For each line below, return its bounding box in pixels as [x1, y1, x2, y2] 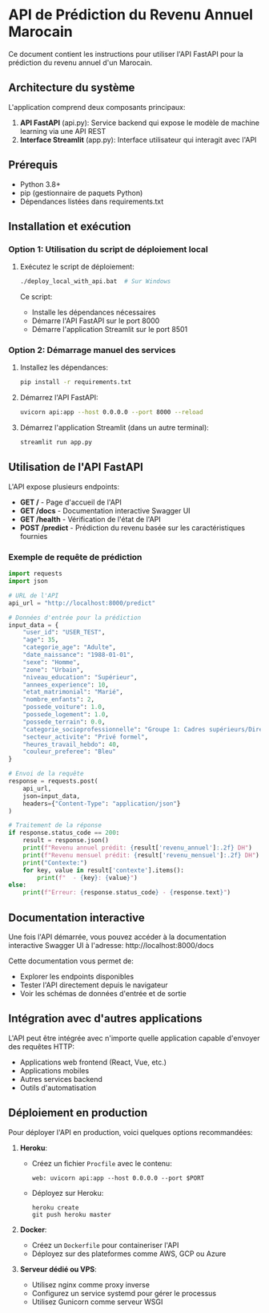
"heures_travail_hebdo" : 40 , [22, 740, 120, 748]
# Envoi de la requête [8, 770, 84, 778]
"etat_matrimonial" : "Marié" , [22, 688, 124, 696]
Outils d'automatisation [19, 1083, 97, 1092]
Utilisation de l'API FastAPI [8, 460, 144, 474]
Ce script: [19, 292, 53, 302]
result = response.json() [22, 837, 110, 845]
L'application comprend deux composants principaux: [8, 102, 186, 111]
